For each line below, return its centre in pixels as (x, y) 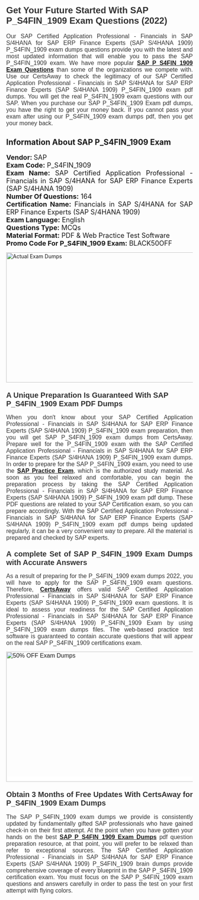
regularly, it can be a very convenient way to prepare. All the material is (99, 531)
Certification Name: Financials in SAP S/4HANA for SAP (99, 204)
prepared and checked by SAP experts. (58, 538)
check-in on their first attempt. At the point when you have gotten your (99, 830)
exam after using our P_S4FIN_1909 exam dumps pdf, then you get (99, 116)
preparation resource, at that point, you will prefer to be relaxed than (99, 843)
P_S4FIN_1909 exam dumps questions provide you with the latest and (99, 49)
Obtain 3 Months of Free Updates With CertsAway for (99, 794)
